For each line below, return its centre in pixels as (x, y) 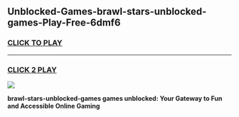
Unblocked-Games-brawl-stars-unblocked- (107, 12)
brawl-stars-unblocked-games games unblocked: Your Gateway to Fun (115, 98)
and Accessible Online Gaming (54, 106)
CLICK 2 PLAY (32, 69)
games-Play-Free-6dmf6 (64, 23)
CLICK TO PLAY (35, 43)
